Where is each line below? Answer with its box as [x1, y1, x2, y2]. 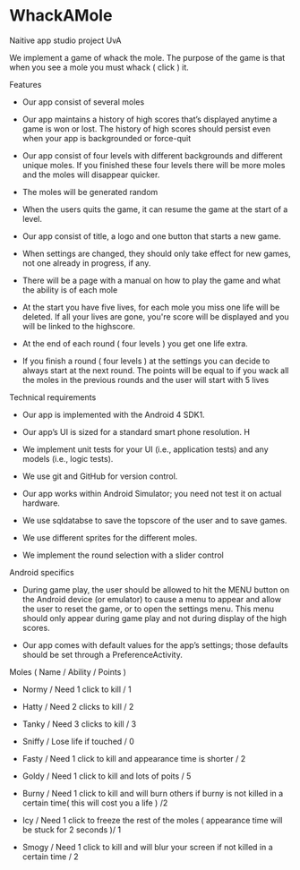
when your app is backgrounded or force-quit [21, 132, 192, 143]
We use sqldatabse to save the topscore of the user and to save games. [21, 515, 287, 525]
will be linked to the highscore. [21, 320, 136, 331]
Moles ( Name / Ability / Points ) [9, 666, 127, 677]
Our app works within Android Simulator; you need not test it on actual [21, 488, 282, 499]
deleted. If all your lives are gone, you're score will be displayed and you [21, 311, 289, 322]
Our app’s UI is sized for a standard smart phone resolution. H [21, 426, 251, 437]
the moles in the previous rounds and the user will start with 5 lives [21, 374, 270, 385]
